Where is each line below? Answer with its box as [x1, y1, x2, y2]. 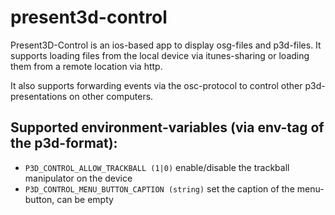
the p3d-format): [10, 135, 118, 152]
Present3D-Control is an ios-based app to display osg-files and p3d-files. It [10, 39, 322, 51]
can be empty [56, 193, 114, 205]
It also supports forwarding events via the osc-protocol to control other [10, 79, 303, 91]
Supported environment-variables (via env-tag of [10, 119, 325, 136]
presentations [10, 90, 68, 102]
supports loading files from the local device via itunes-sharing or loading [10, 49, 310, 61]
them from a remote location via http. [10, 60, 163, 72]
